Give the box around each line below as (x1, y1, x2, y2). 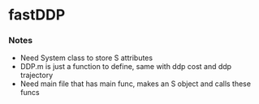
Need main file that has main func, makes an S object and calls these (19, 79, 252, 89)
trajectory (19, 71, 54, 80)
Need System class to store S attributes (19, 53, 153, 63)
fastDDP (8, 6, 66, 24)
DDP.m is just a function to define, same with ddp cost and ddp (19, 62, 232, 71)
